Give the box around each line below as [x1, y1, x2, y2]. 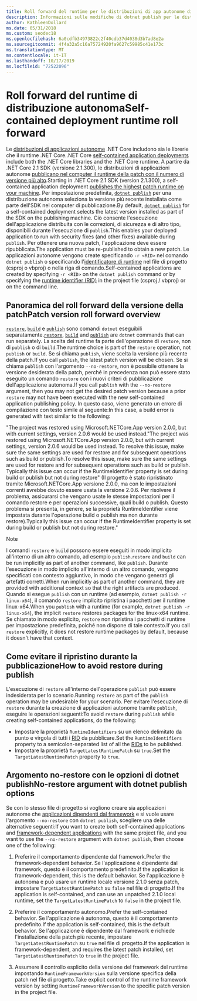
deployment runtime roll [58, 114, 179, 127]
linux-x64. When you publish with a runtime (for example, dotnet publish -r [6, 603, 190, 610]
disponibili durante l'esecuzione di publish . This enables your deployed [6, 227, 177, 234]
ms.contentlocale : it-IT [6, 52, 67, 58]
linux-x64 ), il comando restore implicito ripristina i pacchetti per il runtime [6, 597, 186, 604]
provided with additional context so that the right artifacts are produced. [6, 584, 181, 591]
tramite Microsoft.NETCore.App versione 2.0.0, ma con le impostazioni [6, 480, 176, 487]
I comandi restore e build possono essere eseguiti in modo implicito [6, 547, 172, 554]
